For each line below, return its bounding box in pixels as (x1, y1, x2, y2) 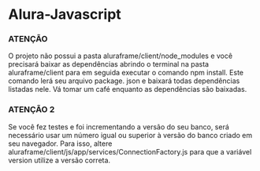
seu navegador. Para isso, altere (8, 139, 113, 148)
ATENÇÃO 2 (8, 104, 55, 115)
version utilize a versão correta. (8, 155, 111, 165)
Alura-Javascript (8, 5, 122, 24)
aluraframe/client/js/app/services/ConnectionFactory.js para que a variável (8, 147, 252, 156)
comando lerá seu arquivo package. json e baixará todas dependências (8, 76, 240, 85)
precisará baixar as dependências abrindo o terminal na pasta (8, 60, 210, 69)
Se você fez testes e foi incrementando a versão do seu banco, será (8, 122, 230, 131)
